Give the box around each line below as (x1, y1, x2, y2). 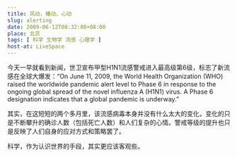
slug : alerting (7, 17, 52, 24)
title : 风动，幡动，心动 (7, 10, 72, 18)
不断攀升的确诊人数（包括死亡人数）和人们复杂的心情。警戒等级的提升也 (13, 118, 224, 127)
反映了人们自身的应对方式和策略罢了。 (13, 127, 125, 135)
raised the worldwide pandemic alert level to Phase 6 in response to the (7, 80, 216, 88)
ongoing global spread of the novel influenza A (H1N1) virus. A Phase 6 (7, 87, 214, 96)
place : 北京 (7, 30, 40, 37)
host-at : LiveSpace (7, 43, 65, 50)
